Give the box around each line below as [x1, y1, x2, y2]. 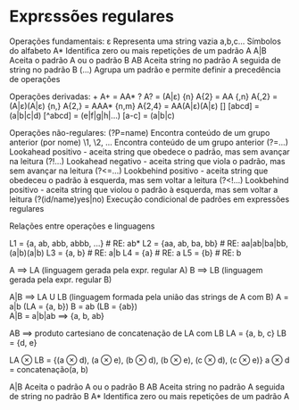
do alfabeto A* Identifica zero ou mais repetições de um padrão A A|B [9, 45, 268, 55]
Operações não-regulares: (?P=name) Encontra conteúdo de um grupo [9, 127, 270, 138]
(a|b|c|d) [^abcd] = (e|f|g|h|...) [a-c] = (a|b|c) [9, 110, 176, 121]
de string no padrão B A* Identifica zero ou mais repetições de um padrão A [9, 390, 290, 401]
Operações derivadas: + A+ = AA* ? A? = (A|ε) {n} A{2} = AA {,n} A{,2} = [9, 91, 278, 102]
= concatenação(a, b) [9, 364, 89, 374]
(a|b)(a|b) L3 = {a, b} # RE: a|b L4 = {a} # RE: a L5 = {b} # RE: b [9, 247, 242, 258]
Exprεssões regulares [9, 6, 174, 27]
